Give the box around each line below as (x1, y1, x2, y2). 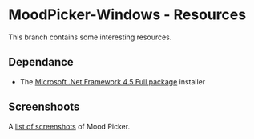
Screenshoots (8, 100, 80, 114)
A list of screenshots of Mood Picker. (8, 121, 131, 131)
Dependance (8, 55, 74, 69)
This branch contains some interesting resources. (8, 32, 172, 42)
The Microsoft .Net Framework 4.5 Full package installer (19, 76, 206, 86)
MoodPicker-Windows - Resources (8, 6, 247, 24)
